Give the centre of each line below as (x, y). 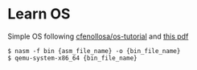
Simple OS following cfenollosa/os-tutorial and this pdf (98, 36)
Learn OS (39, 14)
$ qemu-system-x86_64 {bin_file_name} (72, 58)
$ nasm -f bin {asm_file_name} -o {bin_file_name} (94, 51)
